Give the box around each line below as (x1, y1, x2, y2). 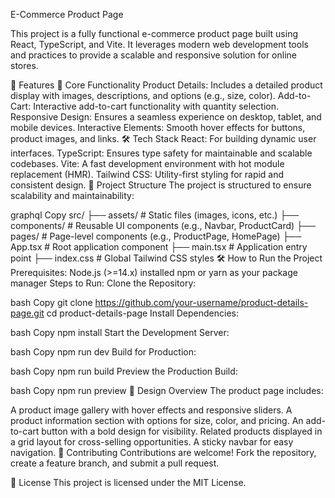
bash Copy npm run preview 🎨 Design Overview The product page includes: (10, 385, 324, 396)
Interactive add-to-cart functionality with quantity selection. (33, 100, 279, 112)
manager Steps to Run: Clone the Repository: (10, 277, 197, 289)
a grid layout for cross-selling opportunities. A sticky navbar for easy (10, 436, 294, 448)
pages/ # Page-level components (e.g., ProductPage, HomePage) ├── (10, 230, 302, 242)
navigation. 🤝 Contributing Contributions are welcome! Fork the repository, (10, 447, 317, 458)
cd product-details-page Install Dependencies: (46, 307, 239, 319)
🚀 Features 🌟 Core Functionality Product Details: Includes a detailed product (10, 79, 323, 91)
